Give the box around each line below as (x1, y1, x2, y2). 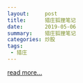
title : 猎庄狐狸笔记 (7, 17, 77, 24)
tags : (7, 43, 23, 50)
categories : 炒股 (7, 36, 56, 43)
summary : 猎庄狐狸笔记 (7, 29, 77, 37)
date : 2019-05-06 (7, 23, 77, 30)
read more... (7, 68, 43, 77)
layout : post (7, 10, 58, 17)
